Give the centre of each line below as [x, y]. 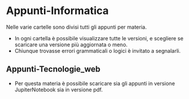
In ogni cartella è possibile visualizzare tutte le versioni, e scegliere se [99, 38]
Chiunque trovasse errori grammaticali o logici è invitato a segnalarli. [97, 50]
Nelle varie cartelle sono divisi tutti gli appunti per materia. [76, 27]
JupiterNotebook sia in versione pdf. [58, 90]
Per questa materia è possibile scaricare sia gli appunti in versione [95, 83]
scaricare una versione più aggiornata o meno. [71, 45]
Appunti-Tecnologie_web [53, 69]
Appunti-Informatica [58, 11]
